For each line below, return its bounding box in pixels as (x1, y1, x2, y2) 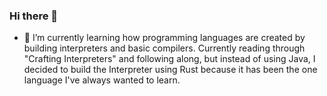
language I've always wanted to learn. (23, 74, 181, 86)
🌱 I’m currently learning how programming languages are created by (23, 32, 306, 44)
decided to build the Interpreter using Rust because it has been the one (23, 64, 318, 76)
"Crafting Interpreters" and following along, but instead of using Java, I (23, 53, 316, 65)
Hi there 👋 (9, 9, 59, 23)
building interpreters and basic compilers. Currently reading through (23, 42, 306, 54)
